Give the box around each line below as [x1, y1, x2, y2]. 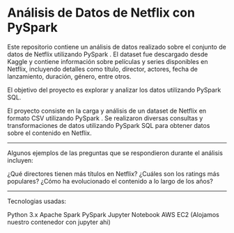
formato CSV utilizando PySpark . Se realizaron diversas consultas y [7, 113, 203, 122]
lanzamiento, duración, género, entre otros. [7, 72, 132, 81]
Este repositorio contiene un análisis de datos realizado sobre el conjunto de [7, 42, 226, 51]
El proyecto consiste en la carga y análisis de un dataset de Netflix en [7, 106, 207, 115]
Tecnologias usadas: [7, 197, 67, 205]
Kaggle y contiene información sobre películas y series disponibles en [7, 57, 208, 65]
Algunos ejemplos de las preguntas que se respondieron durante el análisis [7, 148, 223, 157]
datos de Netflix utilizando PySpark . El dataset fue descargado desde [7, 50, 208, 58]
